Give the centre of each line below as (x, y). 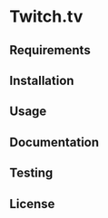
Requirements (50, 50)
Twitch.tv (46, 17)
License (32, 204)
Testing (31, 173)
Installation (42, 80)
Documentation (54, 142)
